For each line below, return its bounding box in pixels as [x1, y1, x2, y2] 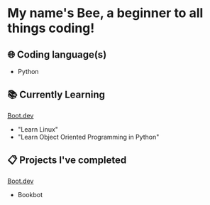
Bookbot [17, 190, 43, 199]
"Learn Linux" [17, 125, 59, 133]
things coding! [7, 20, 95, 36]
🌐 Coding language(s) [7, 48, 107, 61]
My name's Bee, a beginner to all [7, 5, 204, 21]
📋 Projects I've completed [7, 154, 127, 167]
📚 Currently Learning [7, 89, 105, 101]
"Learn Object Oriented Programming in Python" [17, 132, 160, 141]
